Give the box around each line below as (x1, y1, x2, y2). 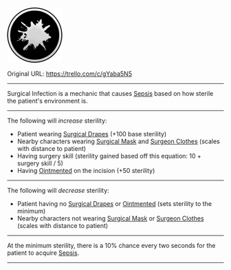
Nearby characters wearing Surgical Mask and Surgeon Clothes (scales (16, 137, 220, 145)
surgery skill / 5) (16, 159, 64, 167)
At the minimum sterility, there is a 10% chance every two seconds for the (7, 242, 216, 249)
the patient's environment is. (7, 97, 88, 105)
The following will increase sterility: (7, 116, 107, 125)
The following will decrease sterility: (7, 187, 109, 194)
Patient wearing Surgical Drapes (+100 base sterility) (16, 130, 167, 138)
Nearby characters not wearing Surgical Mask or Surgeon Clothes (16, 214, 204, 222)
